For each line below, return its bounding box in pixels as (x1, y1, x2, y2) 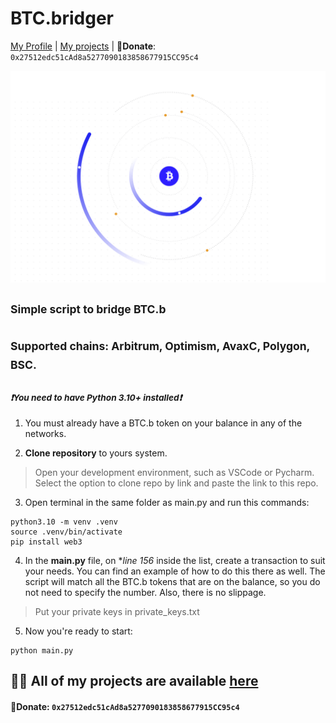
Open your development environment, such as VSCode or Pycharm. (34, 467, 315, 479)
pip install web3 (10, 537, 83, 547)
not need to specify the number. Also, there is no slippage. (24, 587, 267, 599)
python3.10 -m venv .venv (10, 517, 118, 527)
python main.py (10, 646, 74, 656)
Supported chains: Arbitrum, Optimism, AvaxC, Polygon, (10, 339, 310, 354)
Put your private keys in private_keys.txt (34, 606, 200, 618)
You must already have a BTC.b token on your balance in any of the (24, 417, 303, 429)
